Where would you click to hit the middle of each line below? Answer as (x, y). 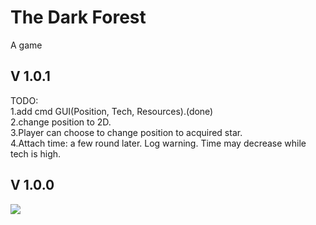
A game (26, 45)
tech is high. (36, 153)
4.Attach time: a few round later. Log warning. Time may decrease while (158, 143)
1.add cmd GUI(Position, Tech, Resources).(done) (112, 111)
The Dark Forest (78, 17)
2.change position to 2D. (61, 122)
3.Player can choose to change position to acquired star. (126, 132)
